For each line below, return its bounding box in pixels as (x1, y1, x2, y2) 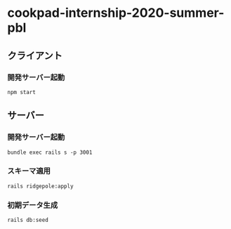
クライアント (7, 49, 63, 61)
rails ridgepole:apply (7, 183, 74, 190)
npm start (7, 89, 37, 96)
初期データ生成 (7, 200, 58, 210)
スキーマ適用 (7, 166, 51, 176)
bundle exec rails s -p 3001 (7, 149, 93, 156)
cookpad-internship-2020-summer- (7, 5, 225, 21)
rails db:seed (7, 216, 49, 224)
